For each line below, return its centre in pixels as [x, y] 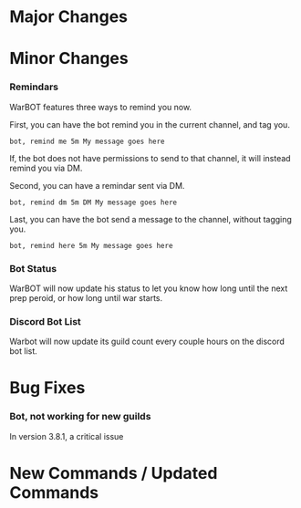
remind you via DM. [46, 168]
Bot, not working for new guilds [80, 417]
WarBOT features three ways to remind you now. [101, 107]
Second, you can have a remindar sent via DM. [97, 185]
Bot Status [33, 268]
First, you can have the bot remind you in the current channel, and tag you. [150, 124]
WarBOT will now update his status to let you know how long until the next [149, 288]
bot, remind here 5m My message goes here [91, 245]
